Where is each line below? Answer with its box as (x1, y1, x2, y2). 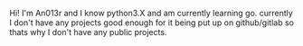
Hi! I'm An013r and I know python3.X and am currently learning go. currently (9, 8, 294, 18)
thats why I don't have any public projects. (9, 27, 167, 37)
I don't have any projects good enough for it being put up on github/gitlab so (9, 17, 294, 28)
